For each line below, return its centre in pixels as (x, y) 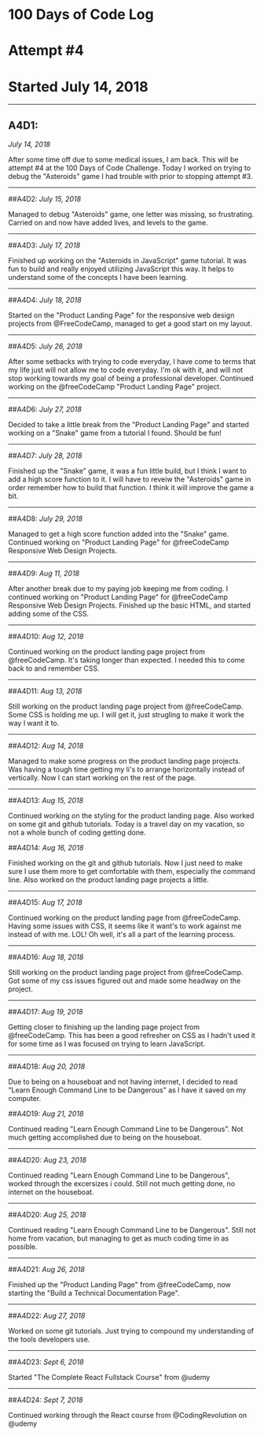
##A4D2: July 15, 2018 (44, 199)
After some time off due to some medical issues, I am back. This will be (123, 160)
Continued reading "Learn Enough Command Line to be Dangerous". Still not (132, 1230)
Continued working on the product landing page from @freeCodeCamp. (125, 918)
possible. (23, 1247)
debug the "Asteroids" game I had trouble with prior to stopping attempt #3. (130, 177)
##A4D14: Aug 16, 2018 (46, 848)
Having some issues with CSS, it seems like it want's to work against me (125, 926)
